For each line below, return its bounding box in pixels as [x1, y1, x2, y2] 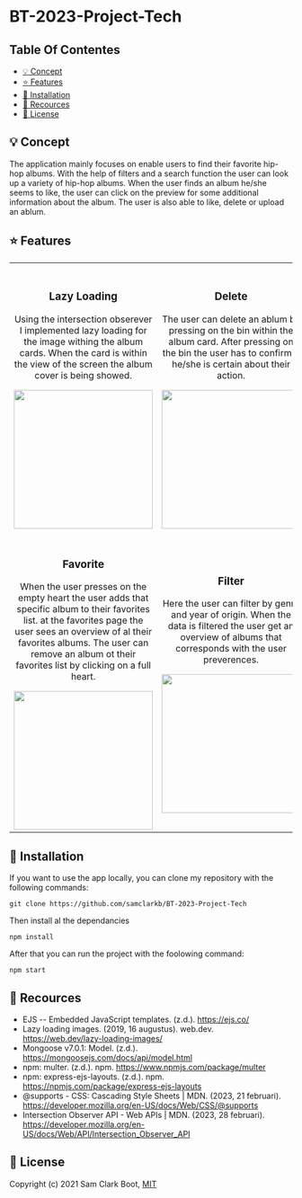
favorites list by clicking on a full [15, 659, 151, 671]
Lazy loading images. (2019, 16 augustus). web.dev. [22, 1024, 214, 1034]
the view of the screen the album [13, 358, 153, 370]
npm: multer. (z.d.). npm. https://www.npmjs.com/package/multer [22, 1062, 267, 1073]
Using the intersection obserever [13, 313, 153, 325]
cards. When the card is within [19, 346, 148, 359]
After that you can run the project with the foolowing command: [9, 948, 244, 959]
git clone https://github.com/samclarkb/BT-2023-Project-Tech [9, 900, 247, 909]
